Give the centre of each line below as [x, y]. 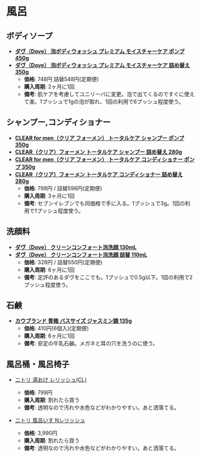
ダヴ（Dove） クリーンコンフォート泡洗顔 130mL [76, 247]
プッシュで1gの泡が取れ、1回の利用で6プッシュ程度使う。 [113, 101]
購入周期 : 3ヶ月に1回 [49, 196]
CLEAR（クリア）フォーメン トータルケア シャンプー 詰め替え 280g [98, 152]
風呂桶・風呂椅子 [38, 364]
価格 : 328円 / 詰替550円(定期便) [63, 262]
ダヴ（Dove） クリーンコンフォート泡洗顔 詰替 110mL [81, 255]
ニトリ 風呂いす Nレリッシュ [50, 420]
